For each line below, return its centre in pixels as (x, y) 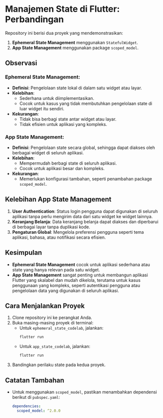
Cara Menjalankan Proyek (45, 306)
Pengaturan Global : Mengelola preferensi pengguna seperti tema (78, 232)
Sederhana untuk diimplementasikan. (57, 98)
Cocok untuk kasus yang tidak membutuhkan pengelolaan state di (86, 103)
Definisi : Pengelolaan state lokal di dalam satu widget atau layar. (77, 88)
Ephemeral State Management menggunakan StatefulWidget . (75, 42)
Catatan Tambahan (35, 380)
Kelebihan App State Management (58, 199)
